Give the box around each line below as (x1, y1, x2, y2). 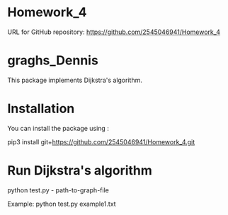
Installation (7, 100, 75, 117)
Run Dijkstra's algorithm (7, 163, 152, 178)
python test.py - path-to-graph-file (7, 185, 110, 194)
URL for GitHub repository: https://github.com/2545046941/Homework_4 (7, 28, 221, 36)
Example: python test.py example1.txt (7, 199, 116, 208)
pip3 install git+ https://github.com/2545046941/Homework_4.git (7, 137, 195, 146)
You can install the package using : (7, 124, 110, 132)
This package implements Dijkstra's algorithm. (7, 76, 143, 84)
